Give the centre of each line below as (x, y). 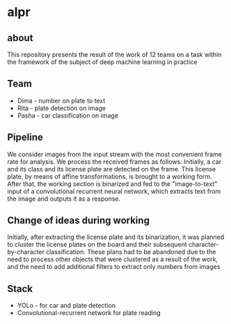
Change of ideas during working (78, 221)
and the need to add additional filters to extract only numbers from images (114, 267)
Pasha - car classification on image (68, 115)
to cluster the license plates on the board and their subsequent (97, 245)
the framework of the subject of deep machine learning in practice (102, 62)
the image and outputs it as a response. (64, 199)
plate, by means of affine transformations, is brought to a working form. (110, 176)
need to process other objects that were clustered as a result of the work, (113, 259)
